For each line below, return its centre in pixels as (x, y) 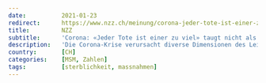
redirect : (25, 23)
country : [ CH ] (42, 52)
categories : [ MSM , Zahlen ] (58, 60)
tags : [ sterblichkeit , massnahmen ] (83, 67)
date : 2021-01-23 (53, 15)
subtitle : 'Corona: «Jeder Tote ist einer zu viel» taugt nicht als (133, 38)
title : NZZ (40, 30)
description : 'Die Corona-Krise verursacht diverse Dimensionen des (127, 45)
